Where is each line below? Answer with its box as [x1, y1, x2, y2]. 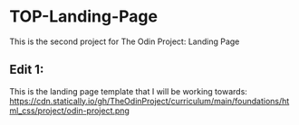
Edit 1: [9, 62, 44, 77]
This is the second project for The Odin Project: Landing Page [9, 36, 240, 47]
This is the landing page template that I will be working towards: [9, 85, 247, 96]
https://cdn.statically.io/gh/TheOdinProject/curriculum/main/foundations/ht [9, 95, 290, 106]
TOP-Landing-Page [9, 6, 159, 27]
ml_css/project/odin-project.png [9, 105, 130, 116]
